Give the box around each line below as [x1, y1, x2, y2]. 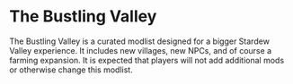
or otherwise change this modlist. [9, 64, 133, 75]
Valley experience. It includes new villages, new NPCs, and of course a [9, 45, 272, 55]
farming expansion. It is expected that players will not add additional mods [9, 55, 285, 65]
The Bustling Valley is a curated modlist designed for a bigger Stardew [9, 36, 270, 46]
